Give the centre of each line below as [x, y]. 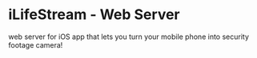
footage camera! [36, 44]
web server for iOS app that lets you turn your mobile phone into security [129, 37]
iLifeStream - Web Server [94, 15]
